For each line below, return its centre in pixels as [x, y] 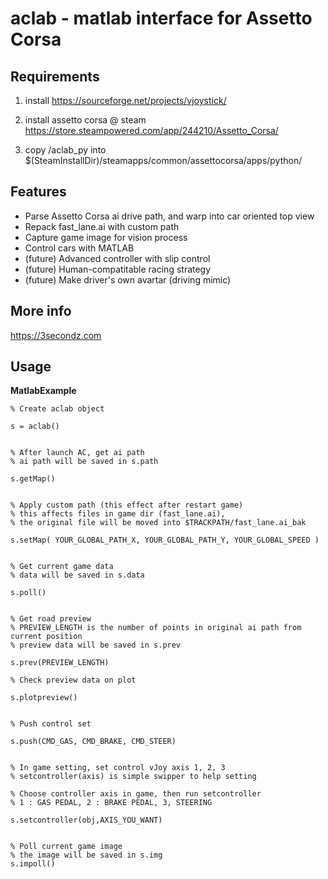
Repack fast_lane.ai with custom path [102, 226]
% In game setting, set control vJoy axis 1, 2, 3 [118, 768]
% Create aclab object [57, 409]
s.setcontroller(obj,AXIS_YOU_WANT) [86, 820]
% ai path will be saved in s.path [84, 462]
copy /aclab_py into [65, 150]
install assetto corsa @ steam [85, 120]
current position [46, 637]
